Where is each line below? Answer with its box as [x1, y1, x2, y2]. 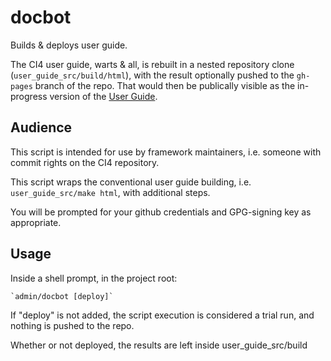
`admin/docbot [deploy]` [10, 291, 114, 301]
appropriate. [10, 216, 62, 228]
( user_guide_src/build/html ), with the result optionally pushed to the [10, 69, 295, 81]
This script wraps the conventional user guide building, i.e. [10, 176, 252, 188]
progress [10, 90, 48, 102]
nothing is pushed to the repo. [10, 319, 135, 331]
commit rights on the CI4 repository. [10, 156, 160, 168]
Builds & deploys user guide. [10, 39, 128, 51]
